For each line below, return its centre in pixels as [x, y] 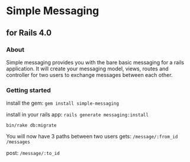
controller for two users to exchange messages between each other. [89, 74]
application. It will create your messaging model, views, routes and [87, 69]
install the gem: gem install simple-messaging [63, 103]
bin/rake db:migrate [32, 125]
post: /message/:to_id [33, 153]
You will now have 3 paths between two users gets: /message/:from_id [92, 137]
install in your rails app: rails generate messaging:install [78, 115]
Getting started [29, 90]
